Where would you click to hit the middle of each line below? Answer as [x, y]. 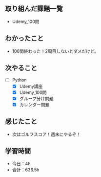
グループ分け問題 [36, 98]
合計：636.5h [26, 170]
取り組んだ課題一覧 [34, 9]
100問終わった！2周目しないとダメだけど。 [55, 51]
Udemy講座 [31, 86]
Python [19, 80]
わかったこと [24, 38]
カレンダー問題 [34, 105]
